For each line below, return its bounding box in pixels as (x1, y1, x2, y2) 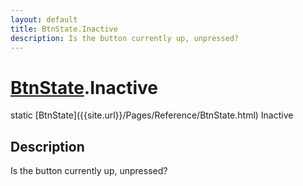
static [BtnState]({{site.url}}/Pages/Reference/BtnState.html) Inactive (10, 109, 294, 121)
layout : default (10, 14, 78, 25)
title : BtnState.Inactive (10, 24, 118, 34)
